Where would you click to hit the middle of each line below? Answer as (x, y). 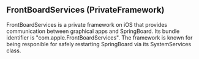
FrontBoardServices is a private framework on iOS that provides (87, 24)
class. (14, 50)
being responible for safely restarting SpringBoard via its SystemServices (99, 44)
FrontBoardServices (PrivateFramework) (85, 10)
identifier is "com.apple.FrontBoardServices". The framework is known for (99, 37)
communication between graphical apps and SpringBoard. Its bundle (93, 31)
